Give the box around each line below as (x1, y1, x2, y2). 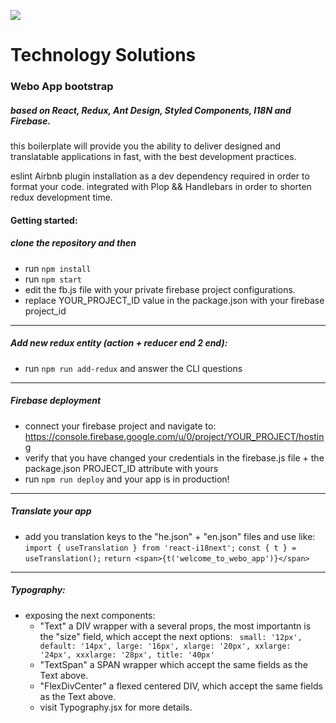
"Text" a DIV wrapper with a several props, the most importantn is (39, 620, 312, 632)
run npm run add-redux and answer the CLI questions (24, 362, 243, 374)
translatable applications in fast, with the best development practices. (10, 151, 297, 163)
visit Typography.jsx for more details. (39, 701, 193, 713)
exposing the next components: (24, 609, 156, 621)
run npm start (24, 273, 82, 285)
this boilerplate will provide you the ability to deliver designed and (10, 140, 282, 152)
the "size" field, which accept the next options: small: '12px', (39, 630, 303, 642)
